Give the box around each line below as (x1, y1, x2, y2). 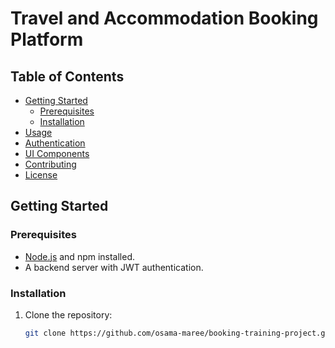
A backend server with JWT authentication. (24, 261, 204, 273)
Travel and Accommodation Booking (10, 7, 319, 30)
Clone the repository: (24, 308, 113, 321)
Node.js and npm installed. (24, 250, 136, 262)
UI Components (24, 148, 90, 159)
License (24, 169, 58, 181)
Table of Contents (10, 68, 125, 85)
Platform (10, 28, 84, 51)
